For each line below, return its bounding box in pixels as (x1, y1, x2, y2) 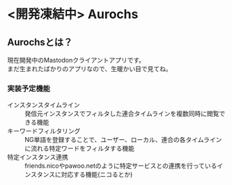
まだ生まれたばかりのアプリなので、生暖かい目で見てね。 (7, 65, 172, 73)
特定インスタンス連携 (7, 153, 68, 161)
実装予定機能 (7, 83, 51, 93)
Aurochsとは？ (7, 36, 73, 48)
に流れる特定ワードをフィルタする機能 (24, 144, 134, 153)
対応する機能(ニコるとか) (61, 170, 133, 179)
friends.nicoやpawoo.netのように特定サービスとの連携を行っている (24, 161, 217, 170)
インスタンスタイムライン (7, 101, 80, 109)
